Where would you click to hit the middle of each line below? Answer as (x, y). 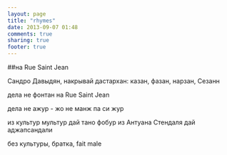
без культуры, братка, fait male (55, 144)
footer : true (27, 47)
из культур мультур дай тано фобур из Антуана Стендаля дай (101, 122)
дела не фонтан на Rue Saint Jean (59, 95)
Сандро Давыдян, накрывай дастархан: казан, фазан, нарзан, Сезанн (113, 81)
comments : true (30, 34)
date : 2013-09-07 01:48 (43, 27)
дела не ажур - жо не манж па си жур (66, 108)
